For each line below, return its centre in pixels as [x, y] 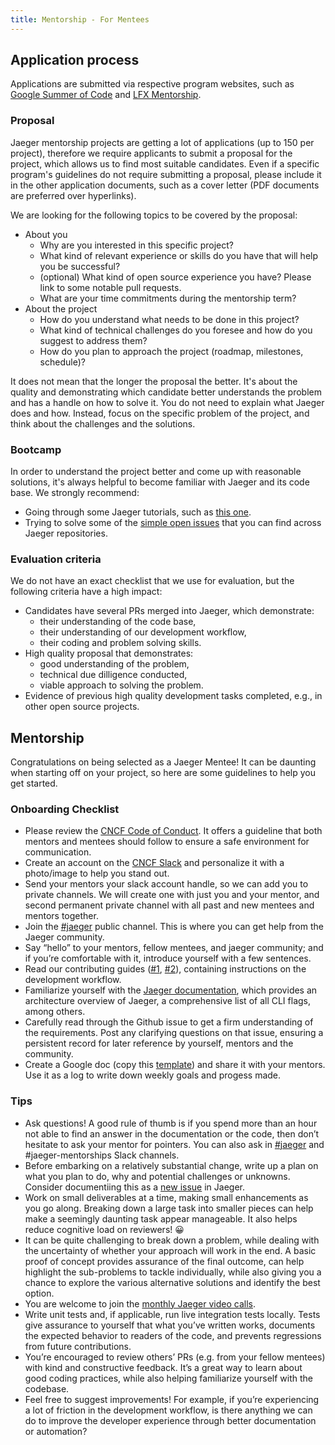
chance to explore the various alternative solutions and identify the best [172, 1282]
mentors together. [61, 916]
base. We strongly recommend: [75, 493]
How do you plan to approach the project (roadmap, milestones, [171, 351]
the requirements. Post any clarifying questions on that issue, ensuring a [174, 1033]
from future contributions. [78, 1346]
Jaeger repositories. [66, 533]
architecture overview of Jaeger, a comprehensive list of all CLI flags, [168, 1001]
